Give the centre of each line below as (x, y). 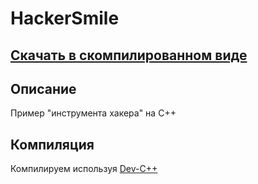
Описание (43, 88)
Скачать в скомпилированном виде (129, 55)
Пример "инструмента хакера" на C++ (93, 113)
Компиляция (52, 144)
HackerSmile (65, 18)
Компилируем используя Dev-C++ (84, 169)
